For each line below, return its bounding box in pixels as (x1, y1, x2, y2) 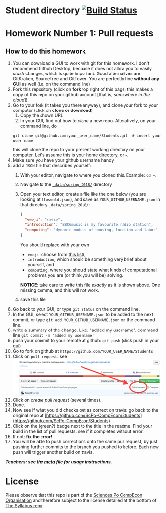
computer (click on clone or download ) (12, 108, 93, 113)
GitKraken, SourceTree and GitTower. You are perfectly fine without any (12, 76, 160, 82)
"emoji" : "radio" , (24, 217, 63, 222)
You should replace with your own (20, 242, 89, 248)
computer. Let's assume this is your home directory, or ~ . (12, 152, 129, 158)
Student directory (5, 5, 80, 16)
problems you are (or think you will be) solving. (27, 272, 123, 278)
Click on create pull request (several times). (12, 397, 102, 403)
